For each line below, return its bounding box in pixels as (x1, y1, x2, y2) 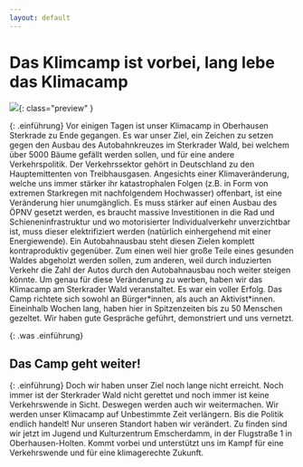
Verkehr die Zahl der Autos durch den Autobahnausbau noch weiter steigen (9, 264, 291, 275)
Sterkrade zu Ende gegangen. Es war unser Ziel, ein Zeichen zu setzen (9, 129, 274, 140)
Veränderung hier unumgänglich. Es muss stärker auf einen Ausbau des (9, 196, 278, 208)
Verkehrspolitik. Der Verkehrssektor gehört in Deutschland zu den (9, 158, 255, 169)
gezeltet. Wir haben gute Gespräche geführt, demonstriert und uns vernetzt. (9, 312, 294, 323)
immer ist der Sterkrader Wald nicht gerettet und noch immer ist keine (9, 390, 270, 401)
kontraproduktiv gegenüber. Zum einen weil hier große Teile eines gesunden (9, 245, 294, 256)
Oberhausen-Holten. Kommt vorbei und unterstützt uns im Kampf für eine (9, 438, 284, 449)
